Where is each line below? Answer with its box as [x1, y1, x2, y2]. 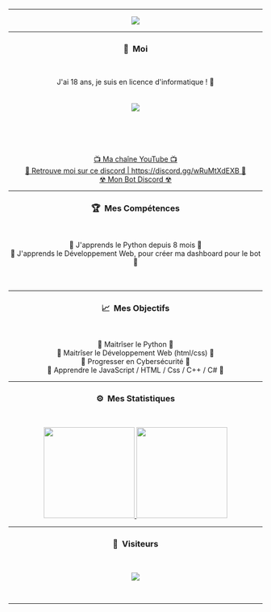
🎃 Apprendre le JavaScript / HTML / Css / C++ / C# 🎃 [47, 365, 224, 375]
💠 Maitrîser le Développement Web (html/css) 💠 [56, 348, 215, 358]
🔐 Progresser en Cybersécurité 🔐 [80, 356, 191, 366]
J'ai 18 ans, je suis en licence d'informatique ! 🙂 [56, 78, 215, 87]
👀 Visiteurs [112, 539, 159, 550]
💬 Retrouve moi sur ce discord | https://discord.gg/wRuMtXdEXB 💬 [24, 166, 247, 176]
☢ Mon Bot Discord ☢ [99, 174, 172, 184]
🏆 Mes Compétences [91, 203, 180, 214]
